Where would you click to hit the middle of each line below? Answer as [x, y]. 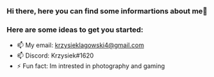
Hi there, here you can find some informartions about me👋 [107, 11]
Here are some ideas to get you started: [75, 29]
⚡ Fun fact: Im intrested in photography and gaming [91, 66]
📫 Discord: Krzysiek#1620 [55, 55]
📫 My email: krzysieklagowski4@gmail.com [80, 45]
